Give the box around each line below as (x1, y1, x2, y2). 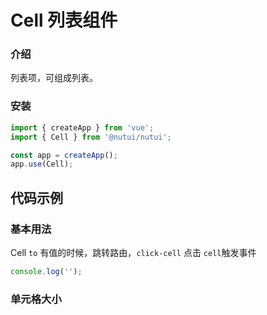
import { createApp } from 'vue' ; (10, 122, 155, 133)
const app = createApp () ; (10, 150, 118, 160)
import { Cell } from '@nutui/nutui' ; (10, 132, 172, 142)
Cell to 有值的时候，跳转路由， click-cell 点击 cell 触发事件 (10, 246, 257, 258)
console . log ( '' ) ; (10, 266, 83, 276)
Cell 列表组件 (10, 9, 118, 32)
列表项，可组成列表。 (10, 72, 98, 84)
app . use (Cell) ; (10, 159, 74, 170)
